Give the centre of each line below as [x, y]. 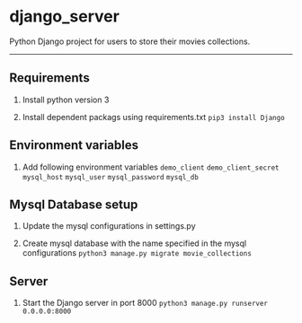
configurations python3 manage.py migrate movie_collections [137, 253]
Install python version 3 [66, 100]
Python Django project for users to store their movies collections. [130, 41]
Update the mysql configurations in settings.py [109, 226]
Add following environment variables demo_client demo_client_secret [151, 167]
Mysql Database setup [74, 204]
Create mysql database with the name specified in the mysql [134, 243]
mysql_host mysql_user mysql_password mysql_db [111, 177]
